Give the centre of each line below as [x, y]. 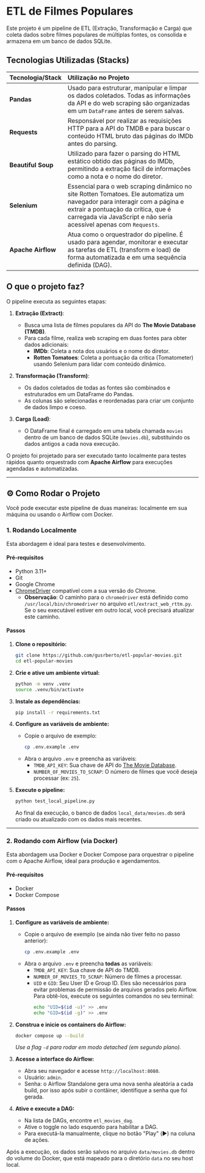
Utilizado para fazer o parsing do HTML [124, 153]
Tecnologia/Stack [36, 78]
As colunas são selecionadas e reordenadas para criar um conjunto [109, 401]
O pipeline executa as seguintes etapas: [56, 301]
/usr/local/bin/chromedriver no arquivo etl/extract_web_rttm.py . [108, 603]
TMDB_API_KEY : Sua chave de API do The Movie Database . [105, 765]
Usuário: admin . [43, 1077]
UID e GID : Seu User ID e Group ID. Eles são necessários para [110, 983]
